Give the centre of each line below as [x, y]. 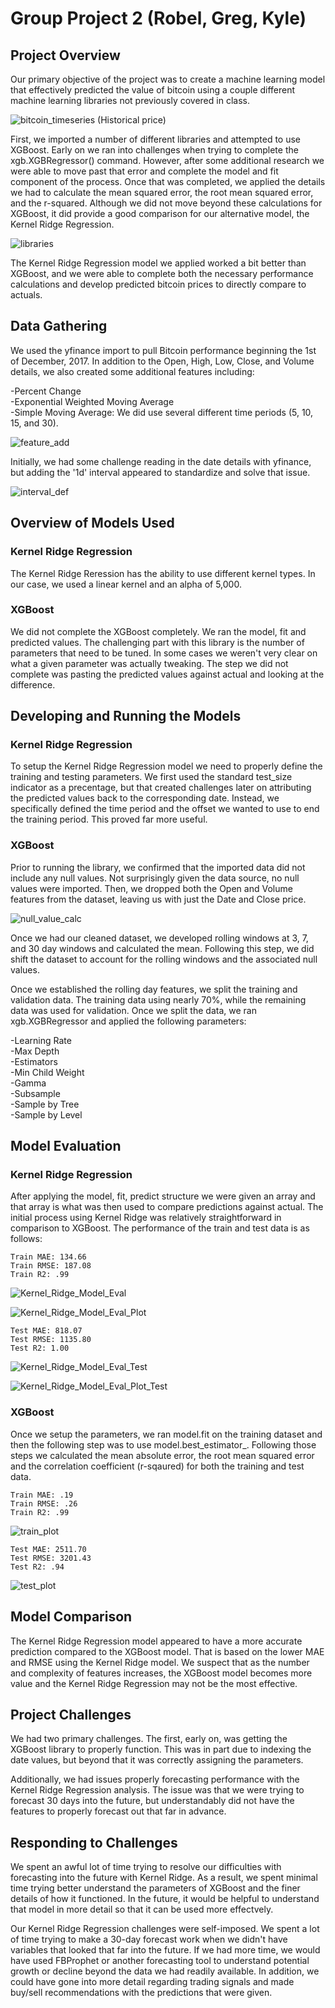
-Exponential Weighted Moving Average [92, 401]
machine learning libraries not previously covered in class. [130, 100]
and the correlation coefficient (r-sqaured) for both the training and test [157, 1466]
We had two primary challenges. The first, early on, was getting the [149, 1739]
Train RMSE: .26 [44, 1503]
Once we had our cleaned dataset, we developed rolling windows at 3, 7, [159, 938]
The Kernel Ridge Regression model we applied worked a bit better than [158, 263]
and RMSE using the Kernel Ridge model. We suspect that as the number [160, 1662]
